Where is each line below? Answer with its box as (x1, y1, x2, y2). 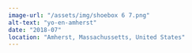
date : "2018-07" (8, 26, 62, 34)
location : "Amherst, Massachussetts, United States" (8, 33, 186, 41)
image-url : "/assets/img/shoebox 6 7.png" (8, 11, 150, 19)
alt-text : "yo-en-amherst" (8, 19, 97, 26)
